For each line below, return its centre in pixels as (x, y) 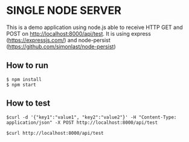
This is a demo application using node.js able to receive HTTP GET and (94, 27)
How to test (28, 103)
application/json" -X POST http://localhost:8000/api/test (82, 122)
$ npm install (24, 79)
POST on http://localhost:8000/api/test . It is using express (78, 33)
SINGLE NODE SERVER (64, 11)
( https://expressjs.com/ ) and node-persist (58, 40)
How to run (27, 66)
